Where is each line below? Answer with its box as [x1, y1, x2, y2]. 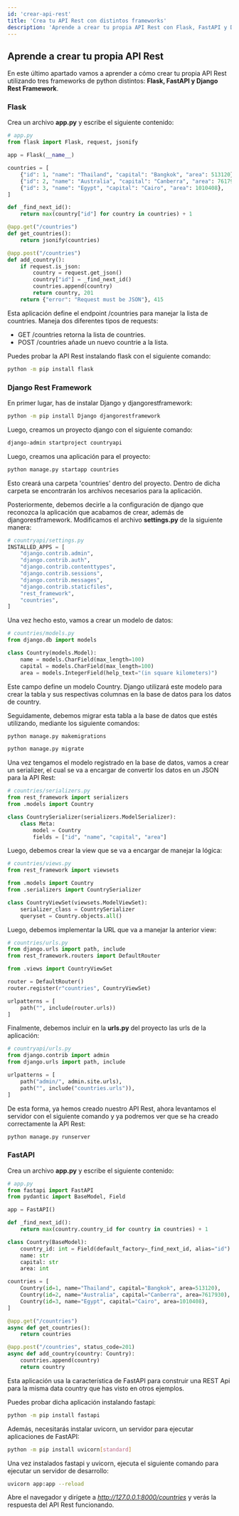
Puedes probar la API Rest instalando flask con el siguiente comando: [7, 351, 211, 360]
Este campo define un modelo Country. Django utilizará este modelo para [7, 682, 223, 691]
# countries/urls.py [7, 939, 69, 946]
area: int [20, 1265, 50, 1273]
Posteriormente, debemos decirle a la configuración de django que [7, 500, 204, 509]
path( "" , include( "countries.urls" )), [20, 1084, 135, 1092]
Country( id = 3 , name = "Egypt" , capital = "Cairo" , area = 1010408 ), [20, 1298, 208, 1305]
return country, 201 [33, 290, 94, 297]
